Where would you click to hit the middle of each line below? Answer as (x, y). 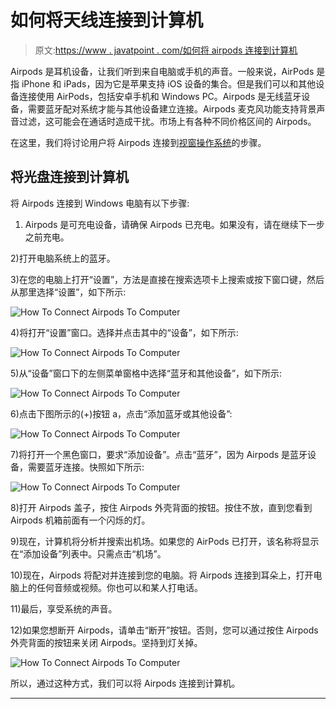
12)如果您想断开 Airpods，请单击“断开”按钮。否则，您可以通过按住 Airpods (164, 630)
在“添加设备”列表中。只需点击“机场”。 (88, 553)
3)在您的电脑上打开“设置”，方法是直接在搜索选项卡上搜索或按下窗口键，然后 (167, 279)
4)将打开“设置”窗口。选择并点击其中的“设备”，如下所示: (124, 332)
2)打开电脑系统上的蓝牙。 (63, 258)
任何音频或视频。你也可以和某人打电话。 (119, 587)
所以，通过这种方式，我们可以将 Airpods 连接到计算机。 (125, 683)
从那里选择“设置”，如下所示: (68, 292)
